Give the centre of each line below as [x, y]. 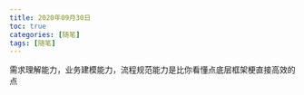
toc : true [28, 26]
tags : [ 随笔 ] [33, 43]
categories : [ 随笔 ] [45, 34]
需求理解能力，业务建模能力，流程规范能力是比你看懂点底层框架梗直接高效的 [152, 70]
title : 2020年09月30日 [50, 18]
